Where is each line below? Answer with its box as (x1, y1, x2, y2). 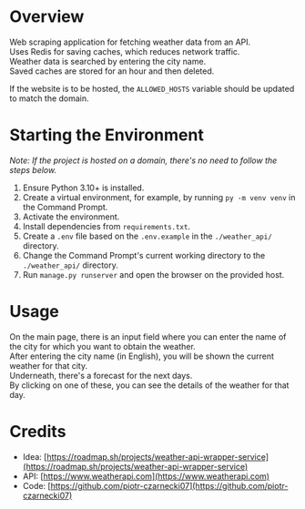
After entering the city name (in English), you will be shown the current (9, 351, 275, 361)
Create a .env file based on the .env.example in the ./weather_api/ (22, 230, 273, 241)
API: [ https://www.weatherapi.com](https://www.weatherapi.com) (22, 471, 270, 482)
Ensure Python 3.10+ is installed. (22, 182, 145, 193)
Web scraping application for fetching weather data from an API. (9, 36, 251, 47)
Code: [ (22, 480, 52, 491)
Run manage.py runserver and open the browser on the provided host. (22, 269, 285, 280)
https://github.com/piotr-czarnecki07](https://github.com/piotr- (50, 480, 289, 491)
